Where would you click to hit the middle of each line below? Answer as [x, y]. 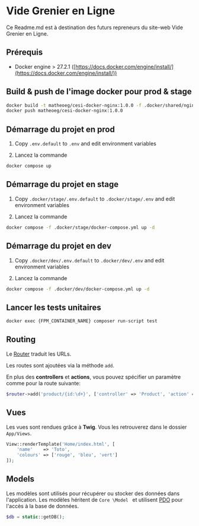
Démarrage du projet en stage [62, 184]
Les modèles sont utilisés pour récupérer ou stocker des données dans [93, 493]
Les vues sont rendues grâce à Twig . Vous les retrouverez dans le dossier [97, 427]
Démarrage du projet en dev [59, 246]
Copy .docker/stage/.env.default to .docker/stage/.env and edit [95, 199]
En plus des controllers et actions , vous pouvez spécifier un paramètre [94, 377]
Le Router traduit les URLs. [39, 354]
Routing [21, 340]
